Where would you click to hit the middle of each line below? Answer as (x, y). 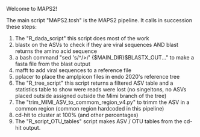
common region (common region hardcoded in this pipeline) (89, 108)
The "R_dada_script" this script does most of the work (82, 38)
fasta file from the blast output (52, 64)
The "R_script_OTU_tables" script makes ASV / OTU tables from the (98, 121)
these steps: (22, 27)
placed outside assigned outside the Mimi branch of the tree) (91, 96)
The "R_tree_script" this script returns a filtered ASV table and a (94, 83)
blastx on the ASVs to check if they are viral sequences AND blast (97, 45)
